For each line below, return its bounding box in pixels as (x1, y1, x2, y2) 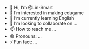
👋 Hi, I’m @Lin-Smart (9, 5, 53, 10)
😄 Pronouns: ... (9, 33, 42, 39)
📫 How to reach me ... (9, 26, 56, 32)
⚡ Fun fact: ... (9, 39, 37, 45)
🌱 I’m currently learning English (9, 15, 74, 21)
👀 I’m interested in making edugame (9, 10, 84, 16)
